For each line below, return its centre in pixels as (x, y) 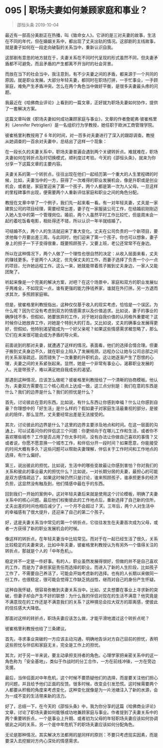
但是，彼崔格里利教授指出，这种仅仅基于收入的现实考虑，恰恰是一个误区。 (79, 304)
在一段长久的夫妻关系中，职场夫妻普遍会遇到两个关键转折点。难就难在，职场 (81, 151)
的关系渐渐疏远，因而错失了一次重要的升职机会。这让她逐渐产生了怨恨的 (77, 357)
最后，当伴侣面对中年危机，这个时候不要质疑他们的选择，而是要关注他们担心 (81, 678)
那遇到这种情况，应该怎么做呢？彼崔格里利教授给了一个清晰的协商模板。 (77, 380)
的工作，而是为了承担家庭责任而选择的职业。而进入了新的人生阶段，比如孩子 (81, 567)
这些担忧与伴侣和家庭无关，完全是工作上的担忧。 (54, 645)
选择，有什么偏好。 (24, 455)
